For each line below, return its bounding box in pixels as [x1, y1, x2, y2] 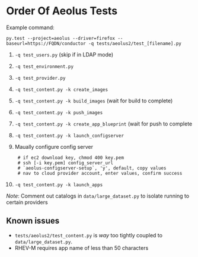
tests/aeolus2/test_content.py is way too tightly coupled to [14, 231, 163, 239]
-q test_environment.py [14, 64, 74, 70]
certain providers [6, 198, 49, 206]
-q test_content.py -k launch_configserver [14, 133, 124, 139]
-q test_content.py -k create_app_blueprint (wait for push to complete [14, 120, 193, 127]
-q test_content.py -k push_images [14, 109, 103, 115]
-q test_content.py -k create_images [14, 86, 108, 93]
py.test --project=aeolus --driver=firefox [6, 35, 116, 41]
